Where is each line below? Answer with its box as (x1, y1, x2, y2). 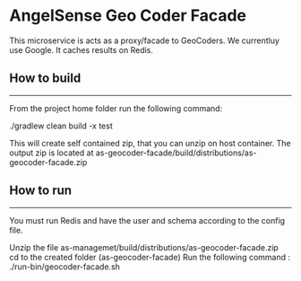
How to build (9, 71, 82, 86)
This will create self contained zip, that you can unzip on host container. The (9, 137, 291, 148)
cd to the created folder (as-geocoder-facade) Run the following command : (9, 251, 291, 262)
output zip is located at (9, 147, 94, 158)
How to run (9, 183, 73, 198)
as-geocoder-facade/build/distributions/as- (95, 147, 257, 158)
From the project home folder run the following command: (9, 102, 223, 113)
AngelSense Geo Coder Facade (9, 5, 247, 26)
